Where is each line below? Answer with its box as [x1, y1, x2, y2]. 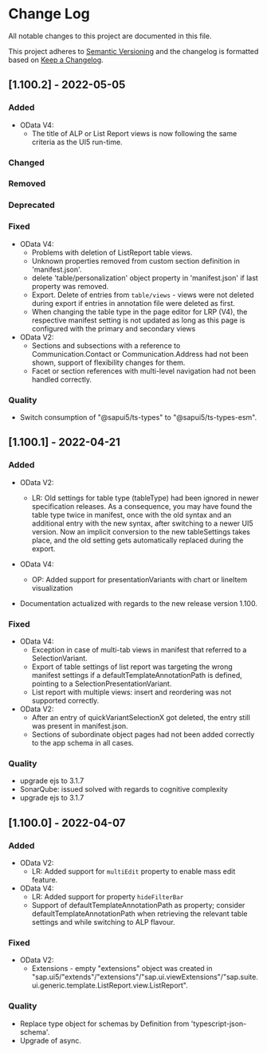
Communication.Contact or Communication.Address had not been [31, 349, 249, 358]
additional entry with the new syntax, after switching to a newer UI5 [31, 519, 253, 528]
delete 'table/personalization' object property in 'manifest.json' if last [31, 272, 259, 283]
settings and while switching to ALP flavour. [31, 917, 175, 926]
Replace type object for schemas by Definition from [19, 1019, 190, 1028]
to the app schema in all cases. [31, 738, 134, 747]
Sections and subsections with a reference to [31, 340, 181, 350]
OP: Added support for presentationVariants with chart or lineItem [31, 574, 248, 584]
